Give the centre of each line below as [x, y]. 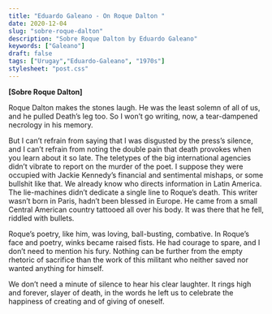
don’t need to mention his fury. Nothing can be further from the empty [126, 251]
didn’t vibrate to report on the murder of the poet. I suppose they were [126, 166]
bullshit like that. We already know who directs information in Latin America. [135, 183]
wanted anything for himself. [56, 268]
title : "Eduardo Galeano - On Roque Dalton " [86, 16]
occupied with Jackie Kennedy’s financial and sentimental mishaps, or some [136, 174]
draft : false [30, 54]
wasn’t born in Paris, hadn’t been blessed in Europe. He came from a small [133, 200]
